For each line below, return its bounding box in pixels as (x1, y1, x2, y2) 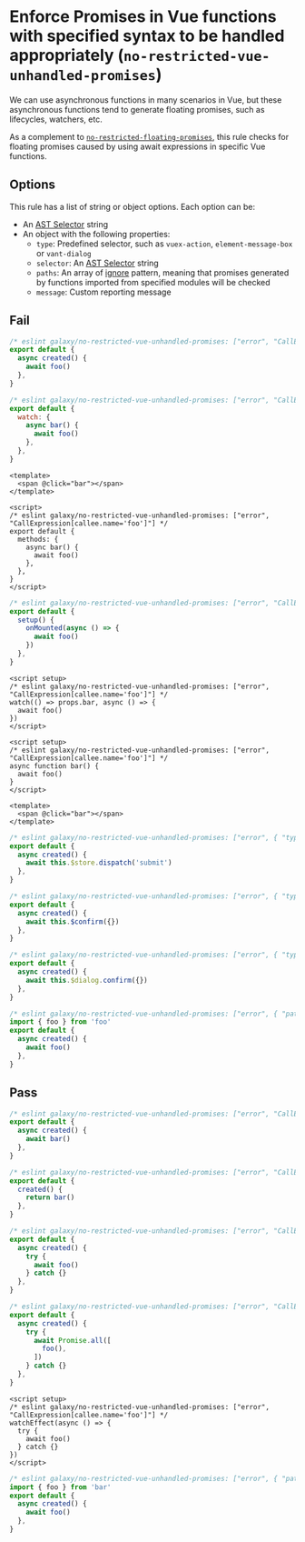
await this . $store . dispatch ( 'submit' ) (25, 858, 172, 867)
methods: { (17, 535, 59, 544)
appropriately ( (9, 45, 124, 65)
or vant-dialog (35, 247, 92, 258)
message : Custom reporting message (35, 286, 172, 297)
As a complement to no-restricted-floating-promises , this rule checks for (9, 131, 289, 142)
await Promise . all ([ (33, 1336, 112, 1345)
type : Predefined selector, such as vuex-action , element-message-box (35, 238, 293, 249)
